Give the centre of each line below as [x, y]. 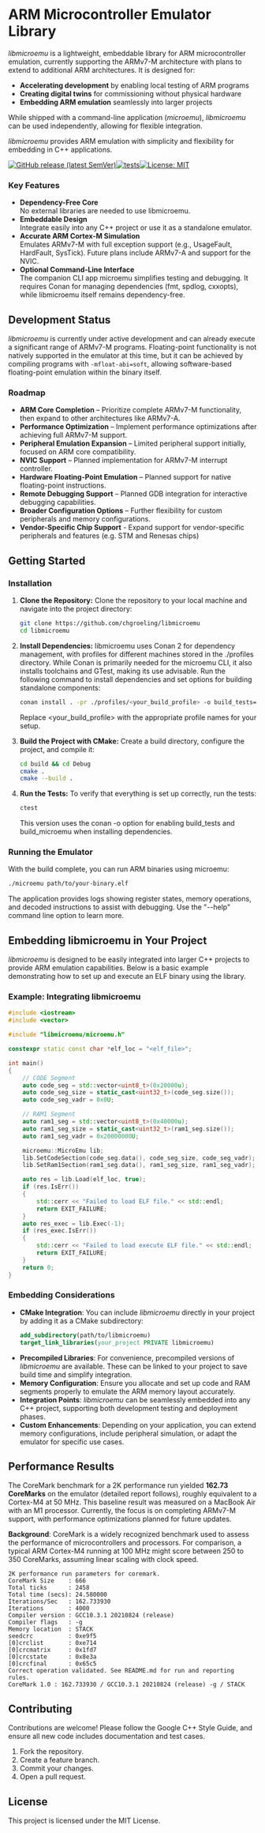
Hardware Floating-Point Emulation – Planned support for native [125, 477]
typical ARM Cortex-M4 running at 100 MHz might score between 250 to [126, 1551]
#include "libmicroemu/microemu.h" [67, 1035]
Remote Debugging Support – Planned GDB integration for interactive [133, 494]
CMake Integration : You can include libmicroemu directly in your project [137, 1312]
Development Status [60, 320]
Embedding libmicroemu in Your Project [108, 941]
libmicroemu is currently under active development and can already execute [132, 339]
